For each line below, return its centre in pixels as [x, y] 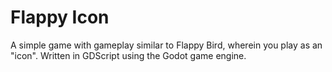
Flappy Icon [60, 17]
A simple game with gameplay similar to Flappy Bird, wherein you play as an [166, 45]
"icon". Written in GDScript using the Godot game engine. [128, 55]
